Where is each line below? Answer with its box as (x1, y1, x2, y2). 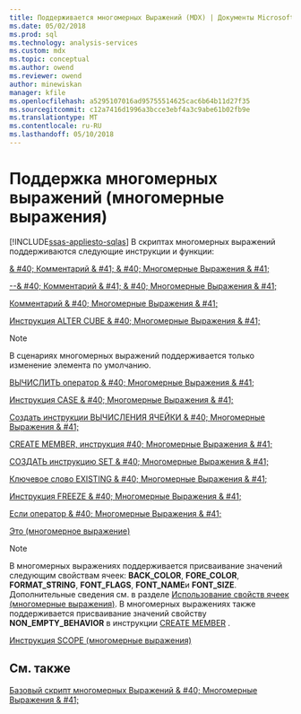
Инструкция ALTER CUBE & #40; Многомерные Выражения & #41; (9, 315, 261, 326)
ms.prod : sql (9, 30, 58, 39)
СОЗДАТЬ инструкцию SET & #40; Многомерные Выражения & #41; (9, 456, 269, 466)
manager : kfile (9, 88, 66, 97)
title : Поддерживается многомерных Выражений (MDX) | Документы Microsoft (9, 13, 295, 22)
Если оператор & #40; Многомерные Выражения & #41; (9, 508, 222, 518)
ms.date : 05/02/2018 (9, 22, 87, 30)
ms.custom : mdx (9, 47, 66, 56)
